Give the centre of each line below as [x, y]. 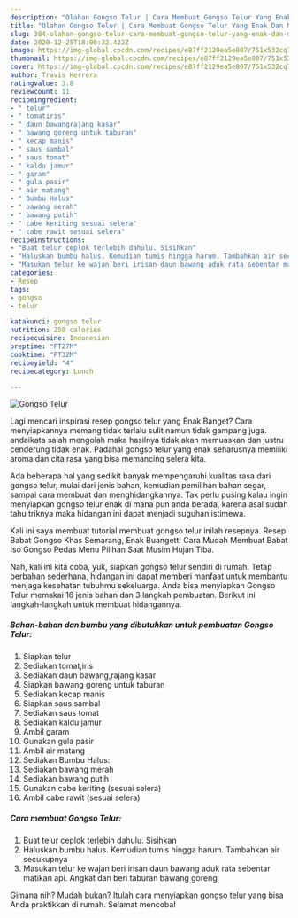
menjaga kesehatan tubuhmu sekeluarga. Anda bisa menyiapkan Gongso [143, 586]
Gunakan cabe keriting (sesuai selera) [92, 789]
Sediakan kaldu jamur [62, 722]
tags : [20, 289]
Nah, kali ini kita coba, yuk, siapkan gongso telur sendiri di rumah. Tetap [141, 567]
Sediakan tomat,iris [58, 666]
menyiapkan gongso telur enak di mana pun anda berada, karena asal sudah [149, 504]
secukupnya [45, 860]
